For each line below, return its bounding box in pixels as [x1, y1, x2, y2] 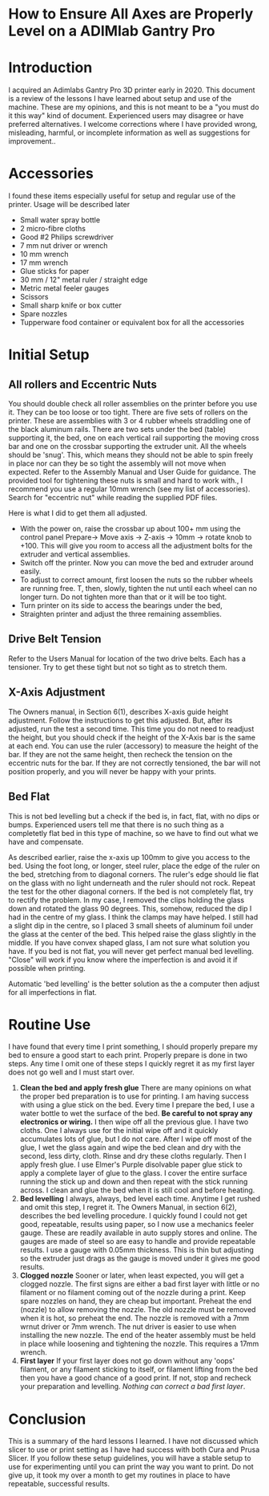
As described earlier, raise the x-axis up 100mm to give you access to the [8, 852, 251, 862]
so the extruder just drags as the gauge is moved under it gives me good [19, 1253, 260, 1263]
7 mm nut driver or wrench [19, 241, 108, 251]
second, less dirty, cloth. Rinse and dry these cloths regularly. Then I [19, 1152, 247, 1161]
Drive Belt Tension [8, 632, 102, 646]
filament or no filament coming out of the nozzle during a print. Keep [19, 1288, 247, 1298]
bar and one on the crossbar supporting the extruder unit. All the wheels [8, 442, 247, 451]
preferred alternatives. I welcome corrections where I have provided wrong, [8, 120, 258, 129]
